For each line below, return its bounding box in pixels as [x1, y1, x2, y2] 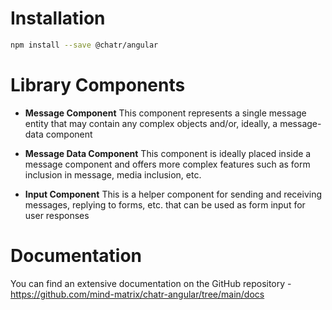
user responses [24, 209, 90, 221]
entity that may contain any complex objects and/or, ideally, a [24, 117, 278, 129]
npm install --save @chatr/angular [10, 40, 159, 50]
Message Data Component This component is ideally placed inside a [24, 147, 312, 159]
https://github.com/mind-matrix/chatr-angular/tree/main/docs [10, 288, 265, 300]
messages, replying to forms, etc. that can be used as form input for [24, 198, 306, 211]
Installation [10, 7, 106, 30]
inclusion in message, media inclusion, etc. [24, 168, 202, 181]
